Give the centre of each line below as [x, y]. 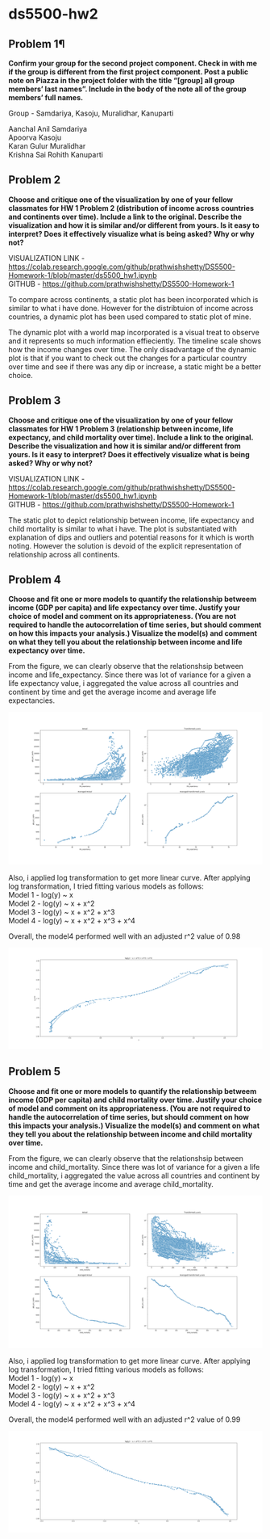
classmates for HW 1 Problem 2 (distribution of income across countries [131, 208]
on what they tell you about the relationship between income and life [126, 642]
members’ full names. [46, 97]
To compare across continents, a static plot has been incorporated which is [133, 299]
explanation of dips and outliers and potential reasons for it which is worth [131, 537]
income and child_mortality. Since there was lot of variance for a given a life [134, 1167]
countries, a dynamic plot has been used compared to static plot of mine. [130, 317]
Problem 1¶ [37, 44]
